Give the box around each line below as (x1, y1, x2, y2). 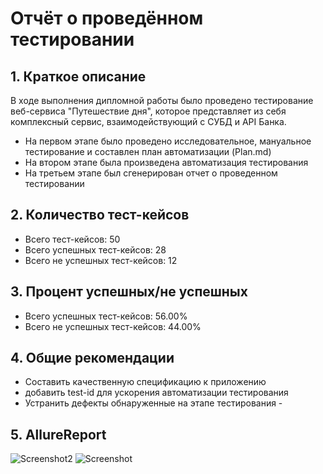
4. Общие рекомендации (10, 350, 175, 367)
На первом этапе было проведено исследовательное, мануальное (24, 135, 312, 147)
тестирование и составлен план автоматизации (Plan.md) (24, 146, 272, 157)
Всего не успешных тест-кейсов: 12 (24, 254, 178, 266)
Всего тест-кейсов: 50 (24, 233, 121, 245)
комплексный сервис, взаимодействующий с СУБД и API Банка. (10, 116, 287, 127)
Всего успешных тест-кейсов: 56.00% (24, 310, 188, 322)
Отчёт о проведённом (10, 7, 204, 30)
